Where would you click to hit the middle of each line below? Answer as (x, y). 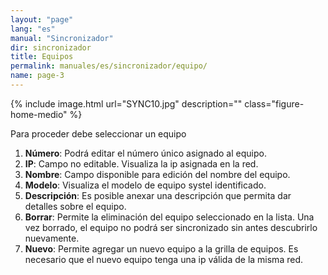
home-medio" (39, 114)
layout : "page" (42, 19)
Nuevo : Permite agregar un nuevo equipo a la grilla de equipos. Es (161, 248)
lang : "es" (33, 29)
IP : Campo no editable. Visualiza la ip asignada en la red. (141, 163)
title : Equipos (42, 57)
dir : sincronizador (51, 47)
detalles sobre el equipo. (75, 206)
